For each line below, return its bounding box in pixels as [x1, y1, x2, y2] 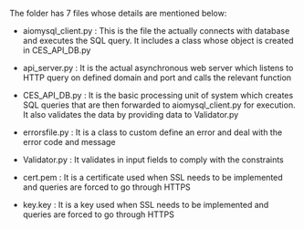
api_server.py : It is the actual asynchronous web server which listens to [22, 63, 294, 73]
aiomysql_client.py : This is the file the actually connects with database [22, 26, 290, 36]
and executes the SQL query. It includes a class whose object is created [22, 36, 294, 46]
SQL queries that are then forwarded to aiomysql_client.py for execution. [22, 99, 296, 110]
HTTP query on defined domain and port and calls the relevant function [22, 72, 292, 83]
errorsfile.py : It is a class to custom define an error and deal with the [22, 127, 283, 138]
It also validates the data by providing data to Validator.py [22, 109, 239, 120]
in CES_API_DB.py [22, 45, 91, 56]
